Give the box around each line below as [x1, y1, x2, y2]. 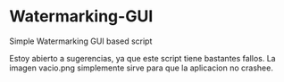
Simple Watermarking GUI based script [9, 36, 153, 46]
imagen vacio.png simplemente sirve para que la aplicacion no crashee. [9, 62, 274, 73]
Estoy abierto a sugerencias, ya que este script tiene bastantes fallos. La [9, 53, 276, 63]
